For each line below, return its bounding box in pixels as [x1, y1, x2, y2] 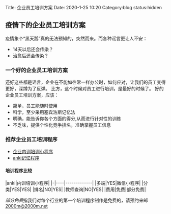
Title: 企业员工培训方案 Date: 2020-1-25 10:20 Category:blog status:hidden [5, 5, 162, 10]
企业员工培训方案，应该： [5, 92, 59, 98]
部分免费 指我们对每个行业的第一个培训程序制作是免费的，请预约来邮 [5, 197, 148, 203]
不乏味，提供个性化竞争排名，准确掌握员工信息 [12, 122, 111, 128]
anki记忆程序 [12, 155, 40, 161]
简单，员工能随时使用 [12, 103, 58, 109]
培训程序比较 [5, 168, 32, 174]
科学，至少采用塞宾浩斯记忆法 [12, 109, 75, 115]
